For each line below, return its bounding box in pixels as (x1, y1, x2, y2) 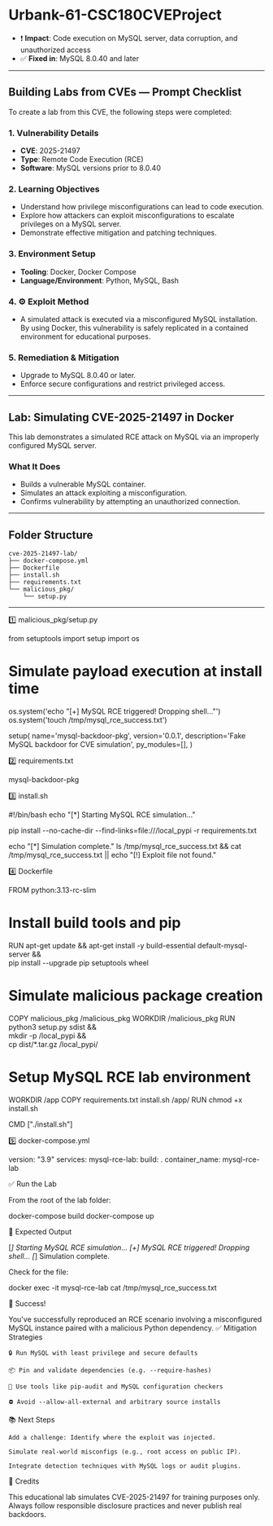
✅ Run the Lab (8, 1179, 57, 1189)
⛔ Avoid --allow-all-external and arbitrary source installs (8, 1397, 221, 1406)
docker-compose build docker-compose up (8, 1211, 154, 1220)
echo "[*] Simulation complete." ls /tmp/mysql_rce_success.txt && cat (8, 842, 242, 851)
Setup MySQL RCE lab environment (8, 1068, 251, 1087)
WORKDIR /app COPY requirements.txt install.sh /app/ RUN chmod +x (8, 1094, 243, 1105)
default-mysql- (197, 941, 248, 951)
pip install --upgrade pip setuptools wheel (8, 958, 149, 968)
